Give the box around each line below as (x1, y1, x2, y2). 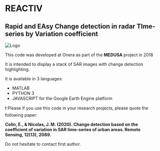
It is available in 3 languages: (5, 76, 63, 81)
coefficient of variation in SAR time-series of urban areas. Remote (5, 127, 141, 132)
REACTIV (5, 3, 43, 14)
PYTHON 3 (12, 91, 34, 96)
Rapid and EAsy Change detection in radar (5, 22, 136, 30)
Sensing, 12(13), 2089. (5, 132, 51, 137)
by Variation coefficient (25, 30, 98, 38)
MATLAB (12, 85, 30, 91)
